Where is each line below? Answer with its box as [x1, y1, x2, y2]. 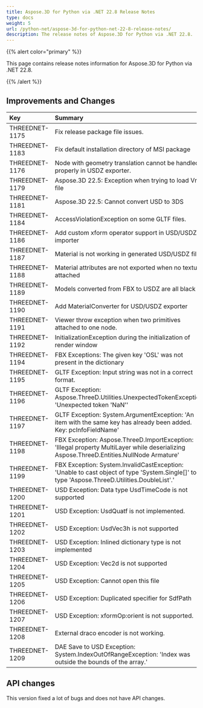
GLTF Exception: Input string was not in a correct [54, 368, 193, 376]
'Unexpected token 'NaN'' [54, 400, 129, 409]
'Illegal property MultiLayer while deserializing [54, 443, 185, 451]
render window [54, 340, 98, 349]
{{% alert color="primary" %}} [6, 48, 82, 55]
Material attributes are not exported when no [54, 263, 181, 272]
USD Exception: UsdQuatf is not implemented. [54, 507, 185, 515]
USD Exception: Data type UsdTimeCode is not [54, 485, 188, 494]
